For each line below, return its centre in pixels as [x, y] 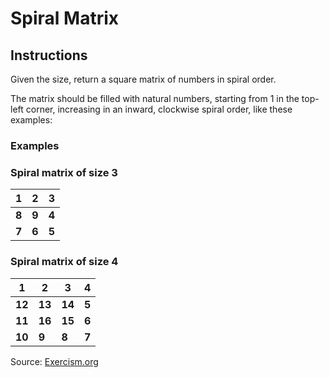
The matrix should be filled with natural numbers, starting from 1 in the [155, 98]
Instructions [49, 55]
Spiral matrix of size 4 [64, 262]
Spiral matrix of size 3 [64, 172]
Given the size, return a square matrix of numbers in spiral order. [143, 79]
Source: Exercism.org [54, 361]
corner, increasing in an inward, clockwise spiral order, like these [159, 109]
